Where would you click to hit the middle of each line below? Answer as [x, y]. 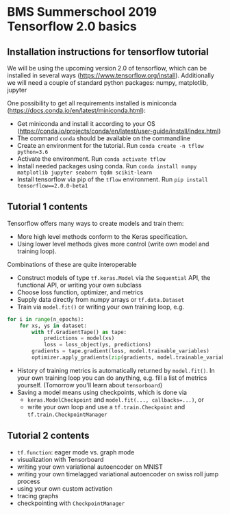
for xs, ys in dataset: [53, 326]
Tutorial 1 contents [47, 207]
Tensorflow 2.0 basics [72, 26]
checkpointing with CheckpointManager [71, 503]
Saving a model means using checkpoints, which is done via [102, 392]
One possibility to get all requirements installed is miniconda [92, 103]
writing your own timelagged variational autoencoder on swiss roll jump [118, 474]
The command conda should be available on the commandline [103, 138]
